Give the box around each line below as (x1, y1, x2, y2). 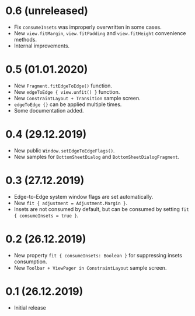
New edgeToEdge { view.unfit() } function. (13, 88, 120, 95)
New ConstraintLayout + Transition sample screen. (13, 94, 141, 101)
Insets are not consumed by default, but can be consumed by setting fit (13, 205, 189, 212)
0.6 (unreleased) (5, 4, 89, 18)
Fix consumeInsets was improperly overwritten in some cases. (13, 23, 162, 30)
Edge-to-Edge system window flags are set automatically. (13, 193, 154, 200)
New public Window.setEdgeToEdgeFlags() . (13, 147, 115, 154)
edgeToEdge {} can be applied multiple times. (13, 101, 122, 108)
